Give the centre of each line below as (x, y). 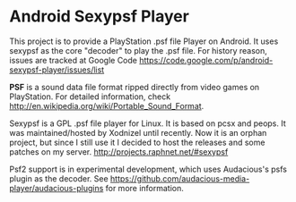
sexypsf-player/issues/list (57, 70)
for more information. (144, 188)
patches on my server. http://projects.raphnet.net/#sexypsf (119, 151)
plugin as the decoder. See (59, 178)
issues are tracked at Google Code (73, 60)
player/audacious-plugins (57, 188)
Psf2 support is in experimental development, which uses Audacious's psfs (148, 169)
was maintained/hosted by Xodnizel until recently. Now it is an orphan (138, 132)
